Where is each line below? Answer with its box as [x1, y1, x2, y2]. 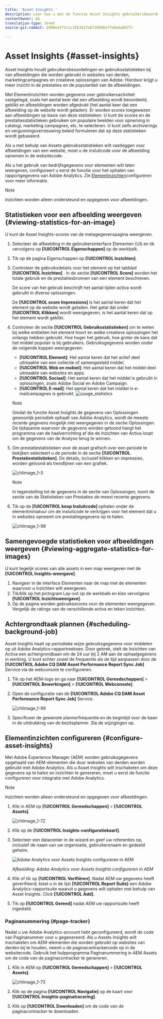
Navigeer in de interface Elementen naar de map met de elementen [12, 580, 147, 586]
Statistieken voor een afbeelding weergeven [5, 211, 142, 219]
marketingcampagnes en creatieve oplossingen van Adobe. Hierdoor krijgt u [5, 77, 158, 83]
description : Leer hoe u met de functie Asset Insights [5, 12, 120, 17]
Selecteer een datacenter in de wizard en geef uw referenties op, [12, 837, 143, 843]
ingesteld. [12, 906, 33, 912]
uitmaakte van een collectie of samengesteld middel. [19, 359, 125, 365]
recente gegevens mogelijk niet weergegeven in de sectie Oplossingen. [12, 420, 155, 425]
